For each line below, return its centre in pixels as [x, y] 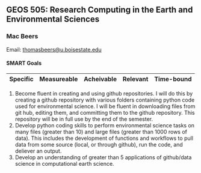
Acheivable [100, 79]
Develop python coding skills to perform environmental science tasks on [104, 125]
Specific [22, 79]
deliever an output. [38, 151]
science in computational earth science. [64, 163]
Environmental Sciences [53, 20]
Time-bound [173, 79]
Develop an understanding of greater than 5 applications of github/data [103, 157]
